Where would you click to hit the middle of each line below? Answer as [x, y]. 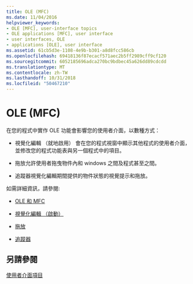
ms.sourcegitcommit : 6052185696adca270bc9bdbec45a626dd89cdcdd [86, 61]
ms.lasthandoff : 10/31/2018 [41, 78]
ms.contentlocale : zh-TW [37, 73]
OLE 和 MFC [30, 201]
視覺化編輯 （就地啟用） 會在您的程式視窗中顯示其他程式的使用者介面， [102, 143]
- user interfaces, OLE [36, 39]
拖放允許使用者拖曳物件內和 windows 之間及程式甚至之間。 [87, 163]
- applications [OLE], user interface [54, 45]
